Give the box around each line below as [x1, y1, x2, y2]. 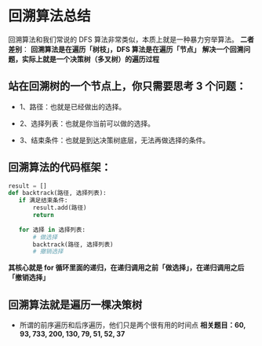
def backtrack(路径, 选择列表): [8, 190, 107, 197]
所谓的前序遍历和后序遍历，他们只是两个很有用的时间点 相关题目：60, [19, 320, 246, 330]
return [32, 212, 55, 219]
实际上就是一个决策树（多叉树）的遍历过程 [21, 54, 159, 64]
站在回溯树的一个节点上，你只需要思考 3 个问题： [8, 79, 247, 93]
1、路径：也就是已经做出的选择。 [19, 101, 126, 111]
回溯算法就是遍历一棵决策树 [8, 298, 143, 311]
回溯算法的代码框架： [8, 160, 111, 174]
